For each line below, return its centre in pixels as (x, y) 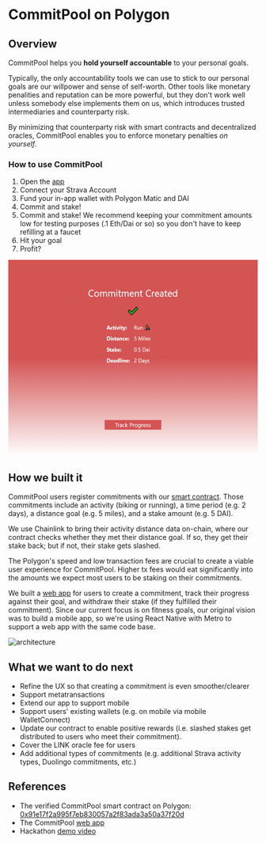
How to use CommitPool (55, 164)
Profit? (30, 249)
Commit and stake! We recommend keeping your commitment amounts (136, 215)
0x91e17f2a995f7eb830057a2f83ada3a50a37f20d (102, 814)
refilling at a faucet (50, 232)
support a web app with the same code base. (82, 627)
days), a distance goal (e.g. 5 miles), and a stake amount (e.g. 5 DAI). (121, 514)
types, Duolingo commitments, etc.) (78, 761)
